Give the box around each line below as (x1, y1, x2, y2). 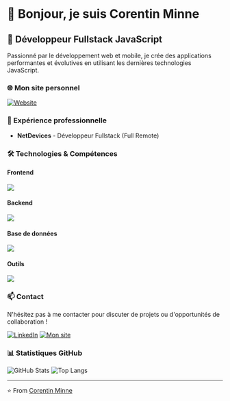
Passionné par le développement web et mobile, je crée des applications (7, 51, 212, 60)
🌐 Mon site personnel (7, 83, 80, 92)
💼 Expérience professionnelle (7, 116, 107, 125)
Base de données (7, 229, 57, 237)
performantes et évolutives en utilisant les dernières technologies (7, 59, 192, 67)
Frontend (7, 168, 34, 177)
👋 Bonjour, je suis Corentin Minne (7, 6, 200, 22)
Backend (7, 198, 33, 207)
